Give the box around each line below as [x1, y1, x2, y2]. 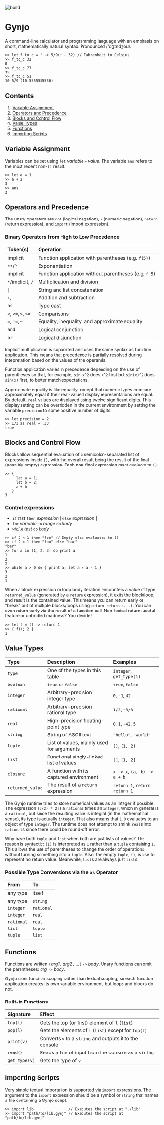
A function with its [47, 767, 89, 774]
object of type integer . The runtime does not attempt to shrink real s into [5, 821, 152, 827]
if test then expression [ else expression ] [12, 515, 98, 521]
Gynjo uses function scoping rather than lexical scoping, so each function [5, 976, 154, 981]
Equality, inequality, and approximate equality [38, 318, 143, 325]
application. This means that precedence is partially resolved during [5, 352, 142, 358]
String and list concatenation [38, 286, 104, 293]
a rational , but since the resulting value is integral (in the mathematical [5, 810, 149, 816]
